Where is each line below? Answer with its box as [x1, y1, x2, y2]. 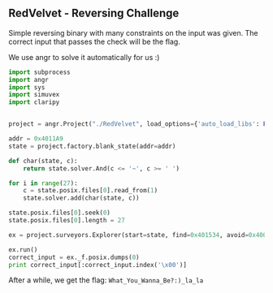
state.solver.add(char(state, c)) [23, 194, 140, 202]
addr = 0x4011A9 [8, 135, 63, 143]
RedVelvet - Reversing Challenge [8, 6, 180, 20]
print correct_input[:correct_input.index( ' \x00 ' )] [8, 261, 187, 269]
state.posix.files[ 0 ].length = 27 [8, 217, 126, 225]
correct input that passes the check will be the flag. [8, 37, 180, 46]
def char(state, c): [8, 157, 79, 165]
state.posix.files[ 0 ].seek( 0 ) [8, 209, 111, 218]
